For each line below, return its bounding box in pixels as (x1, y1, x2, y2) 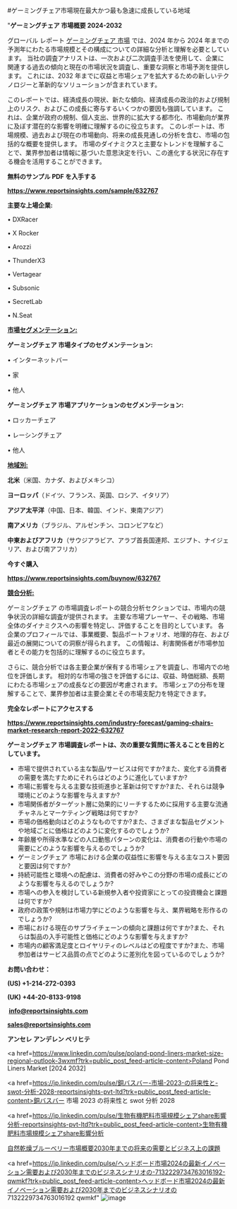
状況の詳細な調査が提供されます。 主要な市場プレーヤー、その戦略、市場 (13, 612, 225, 621)
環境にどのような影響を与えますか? (17, 791, 120, 799)
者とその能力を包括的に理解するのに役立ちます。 (7, 648, 150, 656)
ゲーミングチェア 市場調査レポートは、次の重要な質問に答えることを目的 (7, 741, 219, 749)
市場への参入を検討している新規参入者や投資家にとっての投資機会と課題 (17, 888, 228, 896)
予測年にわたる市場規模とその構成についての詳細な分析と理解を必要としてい (7, 45, 229, 53)
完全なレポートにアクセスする (7, 704, 94, 713)
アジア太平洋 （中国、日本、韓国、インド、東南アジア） (7, 506, 168, 514)
